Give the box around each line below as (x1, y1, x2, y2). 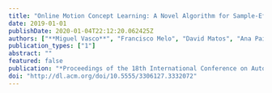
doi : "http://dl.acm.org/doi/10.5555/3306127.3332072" (8, 72, 198, 80)
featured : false (8, 57, 63, 66)
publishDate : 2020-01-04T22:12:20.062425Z (8, 27, 154, 35)
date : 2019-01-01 (8, 19, 67, 27)
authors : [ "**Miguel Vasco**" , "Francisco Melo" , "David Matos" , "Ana (8, 34, 252, 43)
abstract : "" (8, 49, 53, 57)
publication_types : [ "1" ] (8, 42, 96, 50)
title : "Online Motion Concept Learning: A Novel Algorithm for (8, 11, 230, 20)
